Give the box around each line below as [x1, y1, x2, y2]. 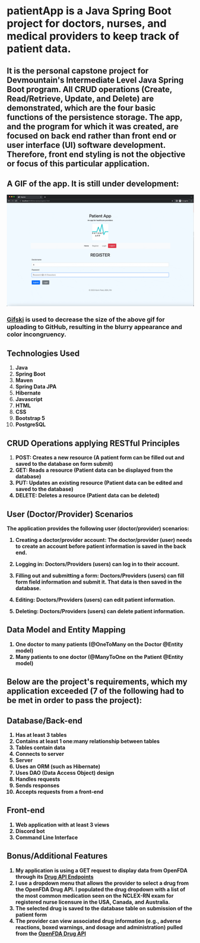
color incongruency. [7, 330, 67, 338]
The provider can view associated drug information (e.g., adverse [15, 917, 182, 925]
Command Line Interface [15, 834, 78, 841]
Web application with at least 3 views [15, 821, 110, 828]
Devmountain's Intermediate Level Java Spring [7, 75, 184, 85]
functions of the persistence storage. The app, [7, 112, 183, 122]
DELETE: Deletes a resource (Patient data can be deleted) [15, 492, 160, 499]
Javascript [15, 396, 43, 403]
